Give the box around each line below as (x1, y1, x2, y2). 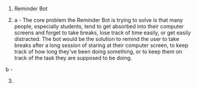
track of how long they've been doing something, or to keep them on (14, 48, 182, 55)
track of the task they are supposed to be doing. (14, 55, 132, 61)
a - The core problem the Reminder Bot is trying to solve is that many (14, 17, 183, 23)
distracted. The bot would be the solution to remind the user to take (14, 36, 179, 42)
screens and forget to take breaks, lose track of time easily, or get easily (14, 29, 191, 36)
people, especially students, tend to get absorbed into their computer (14, 23, 185, 30)
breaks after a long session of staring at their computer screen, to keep (14, 42, 189, 49)
